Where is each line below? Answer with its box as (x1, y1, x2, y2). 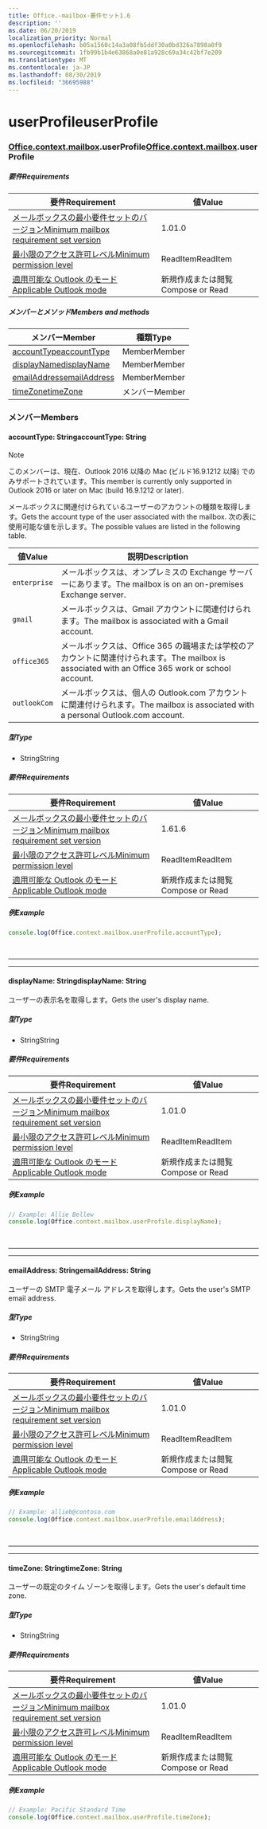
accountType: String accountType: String (8, 432, 147, 442)
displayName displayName (12, 359, 110, 370)
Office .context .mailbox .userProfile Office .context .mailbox (8, 141, 238, 152)
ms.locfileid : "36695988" (8, 78, 94, 86)
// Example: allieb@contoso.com (8, 1508, 115, 1517)
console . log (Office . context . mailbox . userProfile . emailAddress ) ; (8, 1516, 226, 1524)
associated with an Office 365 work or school (60, 662, 231, 673)
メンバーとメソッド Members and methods (8, 308, 149, 317)
